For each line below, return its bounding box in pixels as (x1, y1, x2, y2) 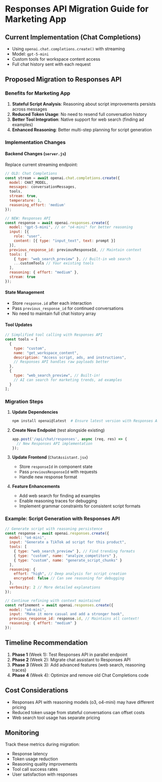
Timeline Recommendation (5, 639, 88, 647)
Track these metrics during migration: (5, 741, 80, 748)
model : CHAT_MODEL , (9, 180, 49, 185)
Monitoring (5, 729, 40, 737)
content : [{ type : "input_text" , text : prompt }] (14, 239, 116, 244)
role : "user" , (14, 234, 42, 239)
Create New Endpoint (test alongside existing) (12, 427, 105, 433)
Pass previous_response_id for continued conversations (12, 306, 124, 311)
